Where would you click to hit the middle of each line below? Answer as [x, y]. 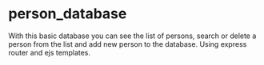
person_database [68, 14]
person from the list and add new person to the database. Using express [128, 44]
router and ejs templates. [49, 52]
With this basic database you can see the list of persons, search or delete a [132, 36]
